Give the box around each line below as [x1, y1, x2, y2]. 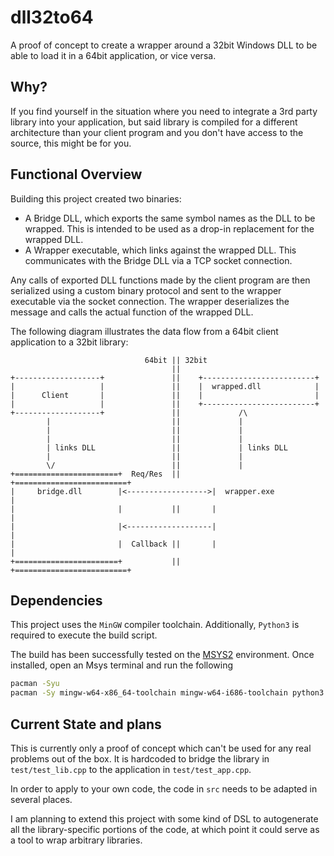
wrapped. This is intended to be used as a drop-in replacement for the [24, 222, 315, 235]
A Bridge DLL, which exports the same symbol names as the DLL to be [24, 212, 316, 224]
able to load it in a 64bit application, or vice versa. [10, 49, 217, 61]
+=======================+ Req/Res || [10, 469, 182, 479]
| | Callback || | [10, 539, 217, 549]
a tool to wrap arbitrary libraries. [10, 834, 143, 846]
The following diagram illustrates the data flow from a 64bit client [10, 325, 279, 337]
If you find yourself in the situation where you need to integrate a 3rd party [10, 105, 318, 117]
